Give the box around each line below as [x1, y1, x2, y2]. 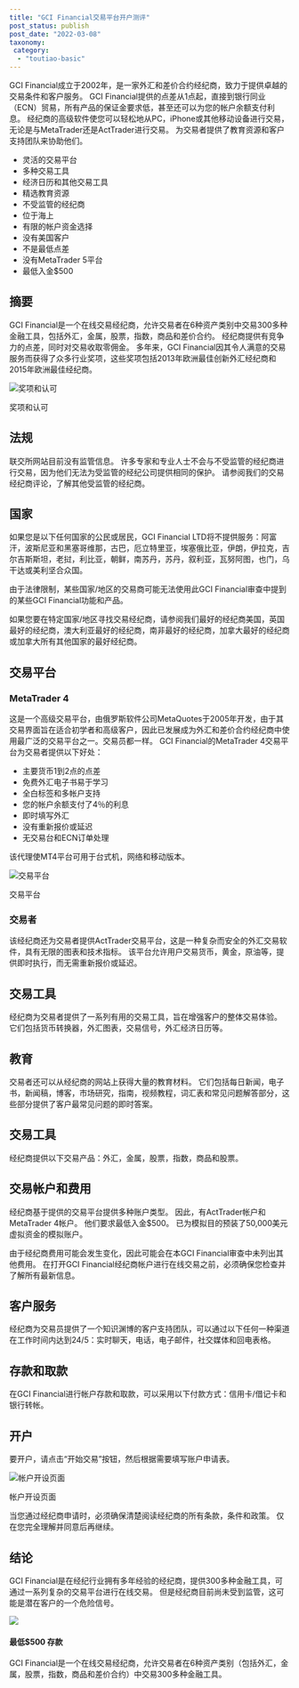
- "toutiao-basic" [17, 54, 86, 63]
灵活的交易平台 [21, 155, 77, 165]
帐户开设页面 [9, 1491, 56, 1502]
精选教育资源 [21, 188, 69, 198]
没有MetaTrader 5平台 [21, 254, 103, 265]
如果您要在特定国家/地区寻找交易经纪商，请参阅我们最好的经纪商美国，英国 [9, 614, 286, 625]
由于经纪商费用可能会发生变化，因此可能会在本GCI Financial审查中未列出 [9, 1248, 277, 1258]
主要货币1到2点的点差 [21, 766, 101, 777]
